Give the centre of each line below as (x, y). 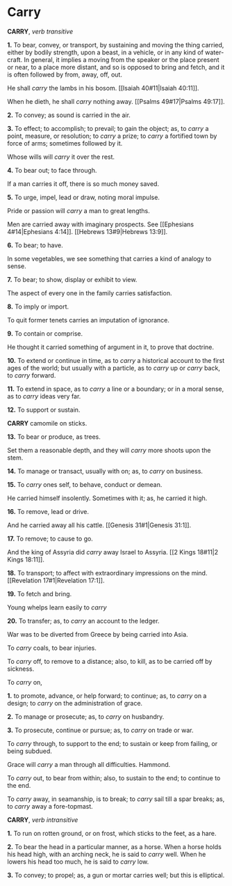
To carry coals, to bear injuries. (52, 648)
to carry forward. (32, 375)
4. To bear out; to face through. (52, 170)
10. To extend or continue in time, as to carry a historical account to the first (116, 360)
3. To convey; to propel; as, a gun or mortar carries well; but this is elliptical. (116, 875)
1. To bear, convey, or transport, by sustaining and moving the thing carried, (116, 45)
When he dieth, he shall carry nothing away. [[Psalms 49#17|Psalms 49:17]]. (116, 101)
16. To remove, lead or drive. (48, 511)
